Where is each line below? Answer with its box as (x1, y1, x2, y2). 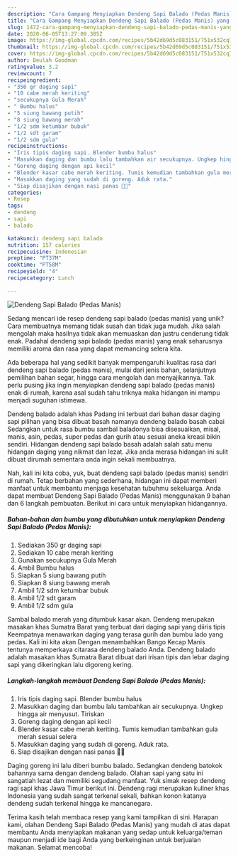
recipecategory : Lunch (7, 275, 74, 282)
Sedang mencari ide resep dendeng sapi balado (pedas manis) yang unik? (7, 314, 225, 322)
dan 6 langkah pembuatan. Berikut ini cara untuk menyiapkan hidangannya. (7, 499, 228, 507)
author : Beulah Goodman (7, 57, 78, 64)
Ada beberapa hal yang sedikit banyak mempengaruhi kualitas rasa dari (7, 358, 217, 366)
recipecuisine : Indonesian (7, 248, 87, 255)
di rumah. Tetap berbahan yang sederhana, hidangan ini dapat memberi (7, 476, 217, 484)
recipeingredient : (7, 76, 62, 84)
